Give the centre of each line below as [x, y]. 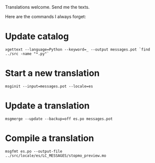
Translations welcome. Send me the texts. [47, 7]
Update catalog [37, 37]
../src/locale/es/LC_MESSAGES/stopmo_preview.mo [56, 156]
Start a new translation [52, 73]
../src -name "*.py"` [27, 54]
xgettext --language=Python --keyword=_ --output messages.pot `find [78, 49]
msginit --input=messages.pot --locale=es [49, 86]
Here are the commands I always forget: [46, 16]
